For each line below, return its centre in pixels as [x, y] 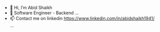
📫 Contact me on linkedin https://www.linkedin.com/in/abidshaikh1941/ [82, 18]
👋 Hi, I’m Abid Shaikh [31, 8]
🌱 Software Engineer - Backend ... [44, 13]
